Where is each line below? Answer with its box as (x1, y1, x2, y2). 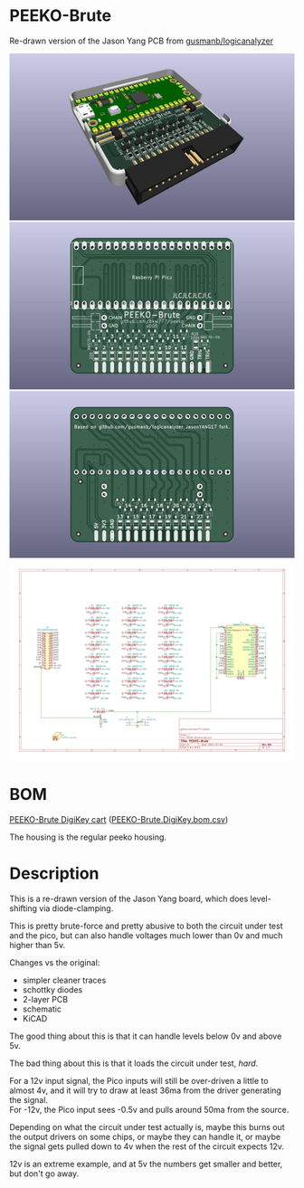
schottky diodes (22, 984, 83, 995)
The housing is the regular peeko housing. (9, 832, 167, 842)
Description (9, 863, 100, 884)
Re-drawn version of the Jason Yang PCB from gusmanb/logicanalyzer (9, 35, 274, 46)
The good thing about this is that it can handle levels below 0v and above (9, 1031, 282, 1041)
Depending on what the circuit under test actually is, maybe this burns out (9, 1122, 285, 1133)
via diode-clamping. (39, 903, 114, 914)
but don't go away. (9, 1168, 80, 1179)
